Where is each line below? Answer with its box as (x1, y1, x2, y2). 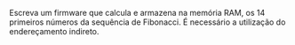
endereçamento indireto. (9, 26, 100, 36)
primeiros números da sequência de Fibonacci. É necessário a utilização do (9, 17, 286, 27)
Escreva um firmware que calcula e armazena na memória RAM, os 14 (9, 8, 266, 18)
